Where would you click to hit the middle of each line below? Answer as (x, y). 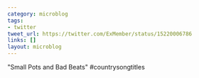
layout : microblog (34, 47)
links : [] (22, 40)
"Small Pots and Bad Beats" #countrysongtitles (76, 67)
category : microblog (38, 14)
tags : (15, 21)
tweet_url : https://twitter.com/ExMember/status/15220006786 (100, 34)
